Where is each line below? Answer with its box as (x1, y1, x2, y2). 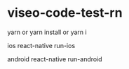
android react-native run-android (7, 54, 103, 63)
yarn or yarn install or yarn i (7, 28, 87, 36)
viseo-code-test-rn (7, 5, 123, 21)
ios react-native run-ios (7, 41, 76, 49)
